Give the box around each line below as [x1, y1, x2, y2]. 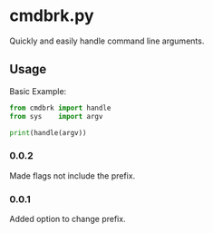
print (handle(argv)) [9, 128, 88, 137]
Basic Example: [9, 85, 67, 96]
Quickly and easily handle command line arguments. [9, 35, 205, 46]
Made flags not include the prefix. [9, 170, 136, 181]
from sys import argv [9, 112, 103, 121]
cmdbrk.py [9, 5, 94, 26]
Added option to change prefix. [9, 213, 126, 224]
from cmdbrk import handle [9, 103, 111, 112]
